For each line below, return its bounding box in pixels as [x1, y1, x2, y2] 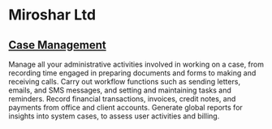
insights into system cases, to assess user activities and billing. [8, 111, 220, 121]
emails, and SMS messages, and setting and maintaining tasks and [8, 85, 231, 95]
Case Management [8, 38, 107, 52]
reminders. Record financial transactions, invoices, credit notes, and [8, 94, 236, 103]
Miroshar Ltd [8, 6, 96, 24]
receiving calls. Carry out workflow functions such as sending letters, [8, 77, 241, 86]
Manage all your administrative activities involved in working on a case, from [8, 59, 264, 69]
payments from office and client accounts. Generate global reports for [8, 103, 244, 112]
